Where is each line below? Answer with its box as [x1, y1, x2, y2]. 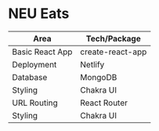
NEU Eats [8, 5, 70, 23]
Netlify [80, 59, 105, 70]
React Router [80, 97, 128, 108]
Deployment [12, 59, 57, 70]
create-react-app [80, 46, 147, 57]
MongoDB [80, 71, 117, 82]
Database [12, 71, 48, 82]
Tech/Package [85, 33, 141, 44]
